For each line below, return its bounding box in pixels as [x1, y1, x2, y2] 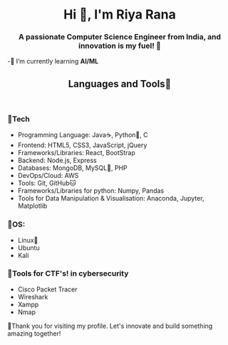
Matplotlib [17, 201, 48, 210]
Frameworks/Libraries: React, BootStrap [17, 149, 135, 157]
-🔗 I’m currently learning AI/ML [7, 57, 99, 66]
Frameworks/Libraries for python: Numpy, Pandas [17, 186, 165, 195]
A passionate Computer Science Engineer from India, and [18, 32, 222, 42]
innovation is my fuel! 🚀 [78, 41, 162, 51]
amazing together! [7, 329, 61, 338]
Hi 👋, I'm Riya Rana [63, 6, 176, 23]
